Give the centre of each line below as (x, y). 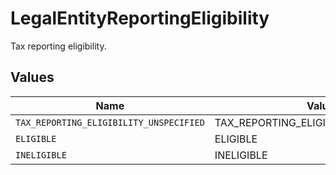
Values (32, 77)
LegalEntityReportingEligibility (140, 18)
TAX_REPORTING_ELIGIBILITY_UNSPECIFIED (110, 122)
